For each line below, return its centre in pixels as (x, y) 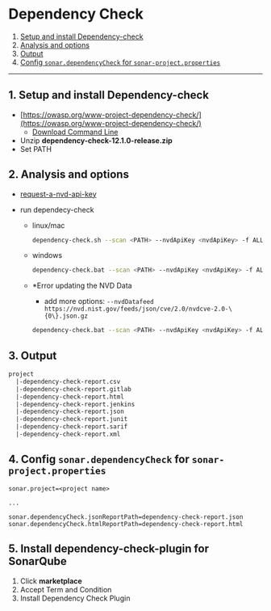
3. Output (33, 355)
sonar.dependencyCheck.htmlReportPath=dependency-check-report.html (126, 524)
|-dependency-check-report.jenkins (75, 404)
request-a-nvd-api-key (58, 194)
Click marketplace (51, 581)
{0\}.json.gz (66, 316)
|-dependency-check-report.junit (72, 419)
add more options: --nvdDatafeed (99, 301)
